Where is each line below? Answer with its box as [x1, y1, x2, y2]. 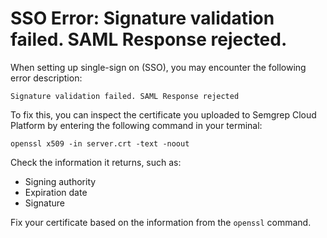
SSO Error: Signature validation [10, 7, 275, 30]
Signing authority [24, 175, 97, 187]
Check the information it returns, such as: [10, 156, 182, 168]
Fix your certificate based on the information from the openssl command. [10, 216, 312, 228]
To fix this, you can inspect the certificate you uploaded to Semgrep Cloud [10, 108, 317, 121]
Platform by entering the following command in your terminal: [10, 119, 263, 131]
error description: [10, 72, 83, 84]
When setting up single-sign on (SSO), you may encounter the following [10, 61, 307, 73]
